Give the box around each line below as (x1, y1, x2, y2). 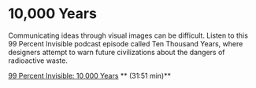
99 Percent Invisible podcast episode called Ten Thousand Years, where (8, 38, 243, 48)
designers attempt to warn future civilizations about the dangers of (8, 47, 225, 57)
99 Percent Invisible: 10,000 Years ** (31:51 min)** (8, 71, 172, 80)
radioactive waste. (8, 56, 69, 65)
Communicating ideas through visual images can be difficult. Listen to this (8, 31, 248, 40)
